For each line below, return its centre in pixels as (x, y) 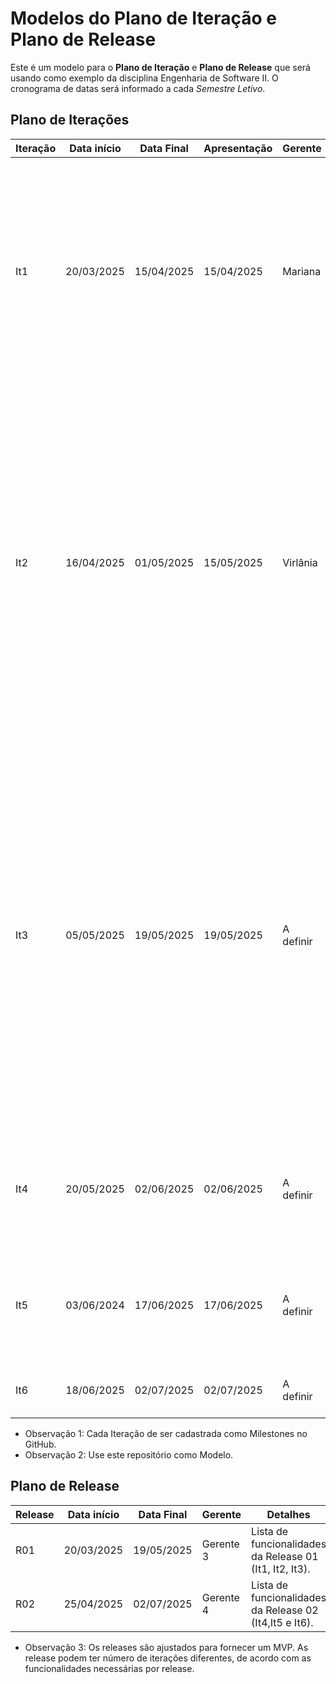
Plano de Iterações (70, 120)
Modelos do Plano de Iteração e (143, 18)
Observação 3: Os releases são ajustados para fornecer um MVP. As (166, 1647)
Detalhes (288, 1514)
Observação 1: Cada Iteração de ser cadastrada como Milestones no (166, 1433)
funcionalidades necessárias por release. (109, 1668)
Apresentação (238, 148)
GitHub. (40, 1444)
